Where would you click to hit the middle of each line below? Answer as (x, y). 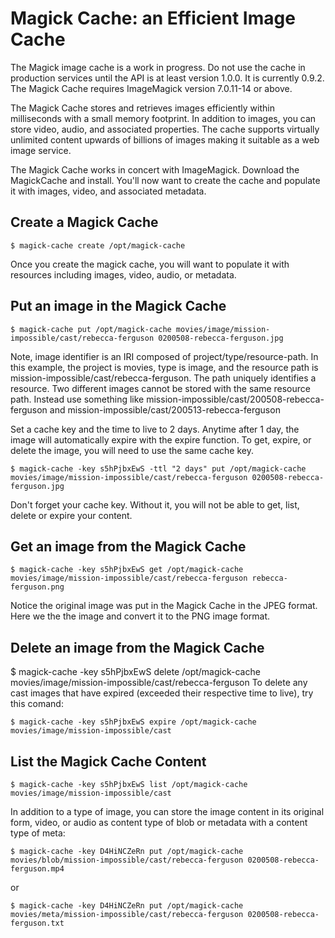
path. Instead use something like (77, 399)
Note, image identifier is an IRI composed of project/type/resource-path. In (164, 356)
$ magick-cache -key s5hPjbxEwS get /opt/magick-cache (127, 570)
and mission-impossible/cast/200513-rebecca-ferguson (165, 409)
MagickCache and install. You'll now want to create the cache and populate (165, 180)
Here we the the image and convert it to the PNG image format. (140, 616)
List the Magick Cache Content (108, 761)
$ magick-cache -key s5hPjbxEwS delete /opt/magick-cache (135, 672)
